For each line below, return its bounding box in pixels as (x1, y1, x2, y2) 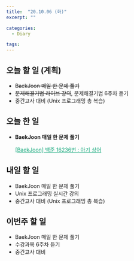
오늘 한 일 (6, 116, 39, 126)
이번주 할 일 (6, 216, 47, 226)
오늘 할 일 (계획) (6, 65, 62, 75)
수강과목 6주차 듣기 (14, 241, 60, 248)
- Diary (11, 31, 31, 37)
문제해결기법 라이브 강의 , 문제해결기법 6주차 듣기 (14, 89, 129, 96)
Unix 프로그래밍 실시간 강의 (14, 190, 80, 197)
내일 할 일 (6, 165, 39, 175)
